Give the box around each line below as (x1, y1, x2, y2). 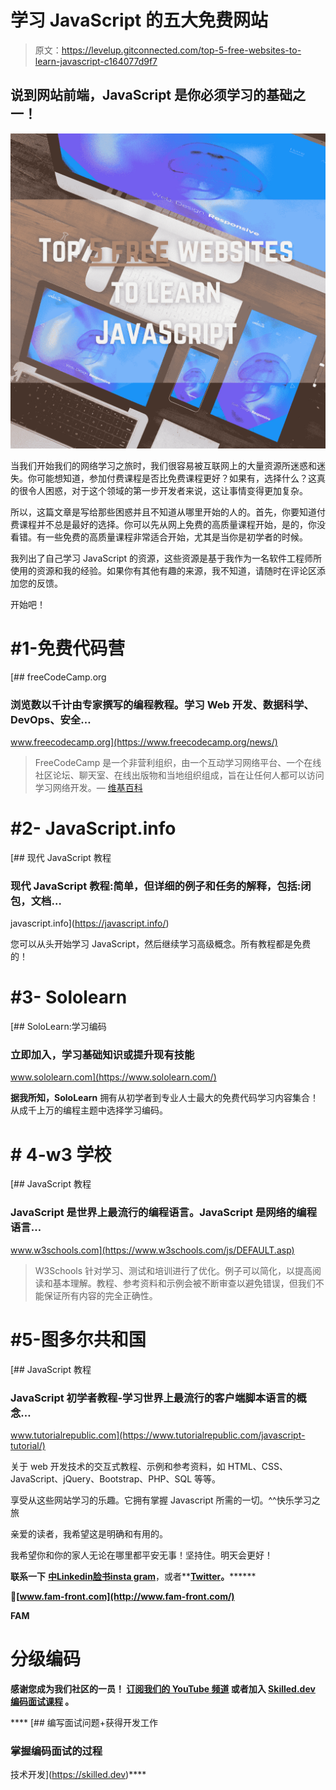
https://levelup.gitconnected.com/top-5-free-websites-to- (61, 44, 302, 56)
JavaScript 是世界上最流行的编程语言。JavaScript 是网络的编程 (10, 1206, 318, 1220)
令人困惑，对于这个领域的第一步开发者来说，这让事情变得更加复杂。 (27, 484, 308, 496)
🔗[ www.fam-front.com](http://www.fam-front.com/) (10, 1590, 235, 1602)
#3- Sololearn (10, 986, 128, 1009)
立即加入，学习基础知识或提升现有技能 (10, 1048, 195, 1062)
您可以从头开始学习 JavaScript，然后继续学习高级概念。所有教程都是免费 (10, 938, 312, 950)
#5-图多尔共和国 (10, 1328, 147, 1351)
